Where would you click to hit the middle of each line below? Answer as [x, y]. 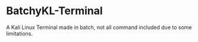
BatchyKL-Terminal [54, 11]
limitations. [20, 33]
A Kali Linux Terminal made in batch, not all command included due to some [99, 27]
